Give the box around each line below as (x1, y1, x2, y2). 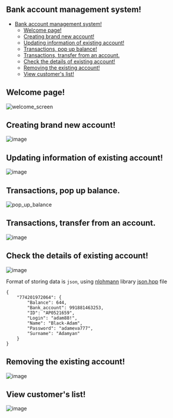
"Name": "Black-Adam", (27, 320, 83, 326)
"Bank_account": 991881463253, (27, 304, 104, 311)
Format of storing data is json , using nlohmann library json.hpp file (6, 278, 168, 285)
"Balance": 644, (27, 300, 67, 306)
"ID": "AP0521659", (27, 310, 75, 316)
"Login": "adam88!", (27, 315, 78, 321)
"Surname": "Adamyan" (27, 330, 81, 336)
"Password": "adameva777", (27, 325, 94, 331)
